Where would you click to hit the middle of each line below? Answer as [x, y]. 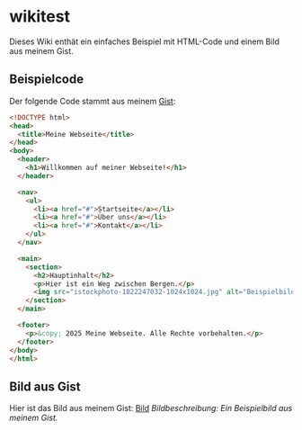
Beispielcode [46, 80]
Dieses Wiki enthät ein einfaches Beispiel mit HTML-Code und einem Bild [145, 41]
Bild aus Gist [45, 386]
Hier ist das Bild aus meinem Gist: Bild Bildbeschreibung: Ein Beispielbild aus [151, 408]
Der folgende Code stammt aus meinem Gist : [93, 101]
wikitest [40, 17]
